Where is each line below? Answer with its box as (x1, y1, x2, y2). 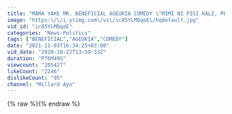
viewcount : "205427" (7, 61, 67, 68)
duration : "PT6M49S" (7, 55, 67, 62)
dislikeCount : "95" (7, 74, 64, 82)
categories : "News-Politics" (7, 29, 91, 37)
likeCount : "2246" (7, 68, 60, 75)
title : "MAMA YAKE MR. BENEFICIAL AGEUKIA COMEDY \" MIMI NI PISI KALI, (7, 10, 217, 17)
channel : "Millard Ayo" (7, 81, 76, 88)
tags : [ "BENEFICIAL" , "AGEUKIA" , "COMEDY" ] (7, 36, 128, 43)
